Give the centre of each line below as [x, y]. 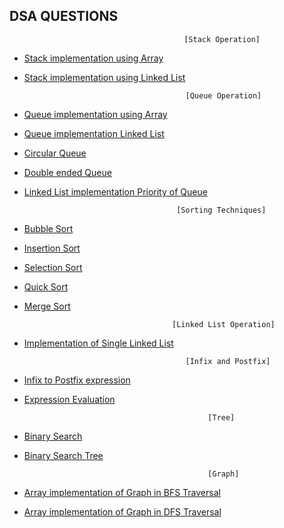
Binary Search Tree [63, 455]
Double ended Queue [67, 172]
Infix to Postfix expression [77, 380]
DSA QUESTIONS [64, 16]
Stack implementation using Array [93, 58]
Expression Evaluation [69, 399]
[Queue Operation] [223, 95]
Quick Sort [46, 286]
